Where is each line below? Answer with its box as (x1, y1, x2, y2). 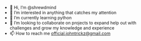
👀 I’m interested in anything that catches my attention (9, 10, 117, 15)
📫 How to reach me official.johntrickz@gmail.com (9, 30, 111, 36)
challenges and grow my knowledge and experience (9, 25, 115, 31)
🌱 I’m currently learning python (9, 15, 72, 20)
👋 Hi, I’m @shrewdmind (9, 5, 57, 10)
